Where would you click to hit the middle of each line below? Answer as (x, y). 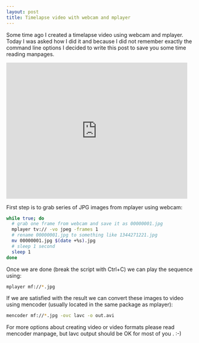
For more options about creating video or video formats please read (90, 327)
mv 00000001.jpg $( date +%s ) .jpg (54, 241)
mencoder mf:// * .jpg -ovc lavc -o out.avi (60, 316)
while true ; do (25, 218)
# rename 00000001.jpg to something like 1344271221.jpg (85, 235)
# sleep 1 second (33, 246)
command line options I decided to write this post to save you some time (96, 47)
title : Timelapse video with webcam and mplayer (68, 18)
